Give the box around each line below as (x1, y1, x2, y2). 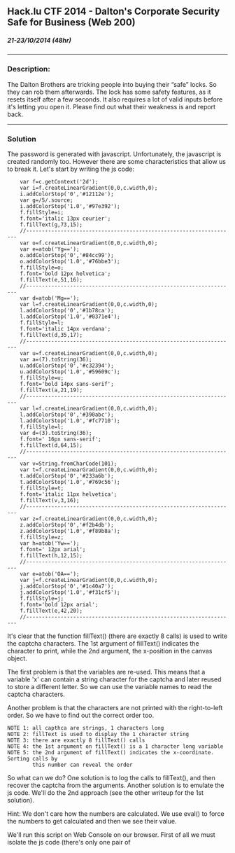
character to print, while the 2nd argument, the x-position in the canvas (7, 646, 213, 655)
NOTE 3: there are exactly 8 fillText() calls (7, 737, 145, 744)
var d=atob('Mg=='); (20, 294, 80, 302)
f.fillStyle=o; (20, 264, 64, 271)
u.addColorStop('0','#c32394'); (20, 362, 114, 369)
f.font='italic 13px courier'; (20, 215, 111, 222)
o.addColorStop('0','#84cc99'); (20, 251, 114, 258)
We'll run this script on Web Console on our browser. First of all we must (7, 830, 215, 839)
